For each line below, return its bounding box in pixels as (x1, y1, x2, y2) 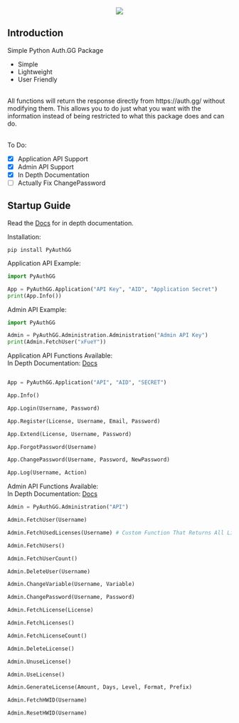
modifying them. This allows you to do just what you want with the (7, 103, 201, 113)
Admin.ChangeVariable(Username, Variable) (7, 581, 135, 588)
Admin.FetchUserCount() (7, 555, 78, 562)
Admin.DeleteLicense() (7, 645, 75, 652)
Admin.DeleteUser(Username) (7, 567, 91, 575)
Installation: (7, 232, 41, 241)
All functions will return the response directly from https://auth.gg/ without (7, 96, 225, 105)
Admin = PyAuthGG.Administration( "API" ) (7, 503, 129, 511)
